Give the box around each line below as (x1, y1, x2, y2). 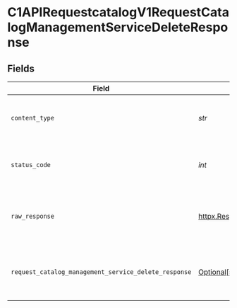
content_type (11, 114, 55, 122)
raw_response (11, 212, 55, 220)
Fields (7, 62, 35, 74)
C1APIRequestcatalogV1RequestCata (7, 4, 229, 21)
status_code (11, 161, 51, 169)
